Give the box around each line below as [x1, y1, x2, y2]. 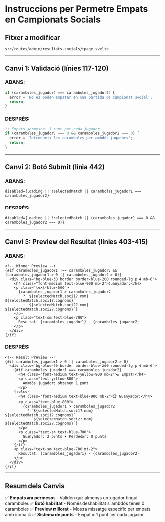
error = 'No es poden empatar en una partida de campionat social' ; [9, 95, 153, 100]
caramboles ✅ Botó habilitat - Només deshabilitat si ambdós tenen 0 [5, 500, 145, 506]
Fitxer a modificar [5, 33, 60, 42]
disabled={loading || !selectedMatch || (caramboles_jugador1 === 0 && [5, 215, 155, 220]
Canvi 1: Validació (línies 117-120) [5, 64, 109, 73]
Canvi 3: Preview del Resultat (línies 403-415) [5, 238, 148, 246]
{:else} [14, 389, 29, 394]
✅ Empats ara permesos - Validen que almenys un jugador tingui [5, 495, 137, 501]
